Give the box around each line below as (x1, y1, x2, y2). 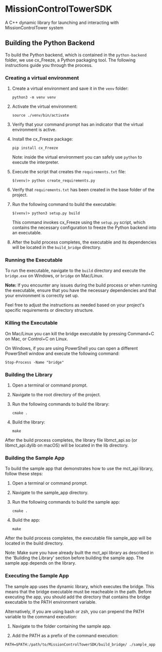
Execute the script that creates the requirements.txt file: (12, 169, 126, 175)
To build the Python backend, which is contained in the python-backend (5, 52, 147, 58)
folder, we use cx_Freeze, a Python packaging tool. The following (5, 57, 136, 63)
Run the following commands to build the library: (12, 401, 109, 407)
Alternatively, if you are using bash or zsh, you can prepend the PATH (5, 609, 144, 614)
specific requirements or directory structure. (5, 307, 94, 313)
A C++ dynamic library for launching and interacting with (5, 20, 119, 25)
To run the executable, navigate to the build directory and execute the (5, 267, 146, 274)
